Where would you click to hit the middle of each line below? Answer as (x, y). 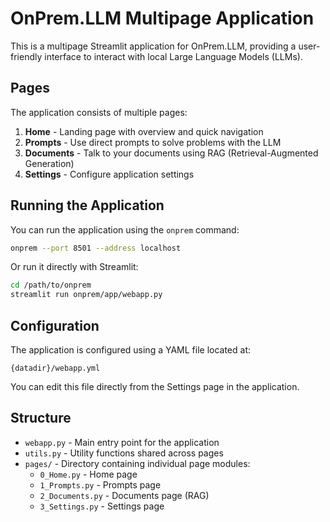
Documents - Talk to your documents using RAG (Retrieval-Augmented (171, 153)
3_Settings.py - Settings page (102, 506)
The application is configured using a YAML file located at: (131, 350)
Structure (41, 418)
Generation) (49, 163)
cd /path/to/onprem (51, 285)
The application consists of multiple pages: (99, 112)
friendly (26, 56)
